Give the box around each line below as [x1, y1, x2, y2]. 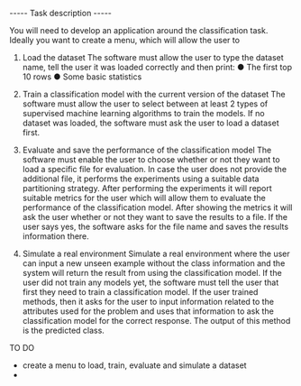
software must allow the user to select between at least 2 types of [22, 98, 269, 109]
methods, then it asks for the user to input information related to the [22, 297, 275, 307]
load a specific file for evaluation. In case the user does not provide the [22, 164, 287, 174]
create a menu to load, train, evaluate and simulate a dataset [22, 360, 247, 371]
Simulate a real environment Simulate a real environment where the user [22, 248, 290, 259]
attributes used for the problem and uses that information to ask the [22, 306, 275, 317]
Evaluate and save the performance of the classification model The [22, 144, 272, 155]
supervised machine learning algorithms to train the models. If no [22, 108, 265, 118]
